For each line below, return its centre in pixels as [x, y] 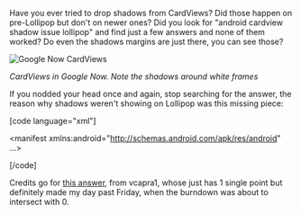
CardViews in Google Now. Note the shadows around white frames [134, 76]
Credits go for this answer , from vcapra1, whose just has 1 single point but [146, 183]
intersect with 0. [39, 202]
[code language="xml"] [53, 121]
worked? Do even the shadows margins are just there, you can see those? [146, 41]
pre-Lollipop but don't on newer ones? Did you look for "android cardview [146, 22]
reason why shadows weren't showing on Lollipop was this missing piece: [146, 103]
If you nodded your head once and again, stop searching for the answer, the [150, 94]
